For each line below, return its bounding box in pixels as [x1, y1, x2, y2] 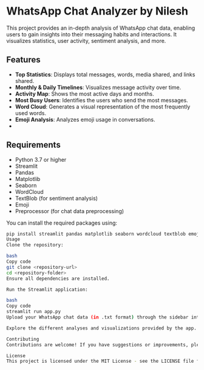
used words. [15, 109, 47, 116]
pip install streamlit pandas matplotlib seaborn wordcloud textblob [6, 231, 186, 237]
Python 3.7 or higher [15, 156, 67, 163]
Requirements [6, 140, 61, 150]
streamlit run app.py [6, 309, 61, 315]
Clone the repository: [6, 242, 64, 248]
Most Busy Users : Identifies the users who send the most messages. [15, 96, 188, 104]
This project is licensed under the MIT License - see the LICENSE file [6, 358, 194, 365]
